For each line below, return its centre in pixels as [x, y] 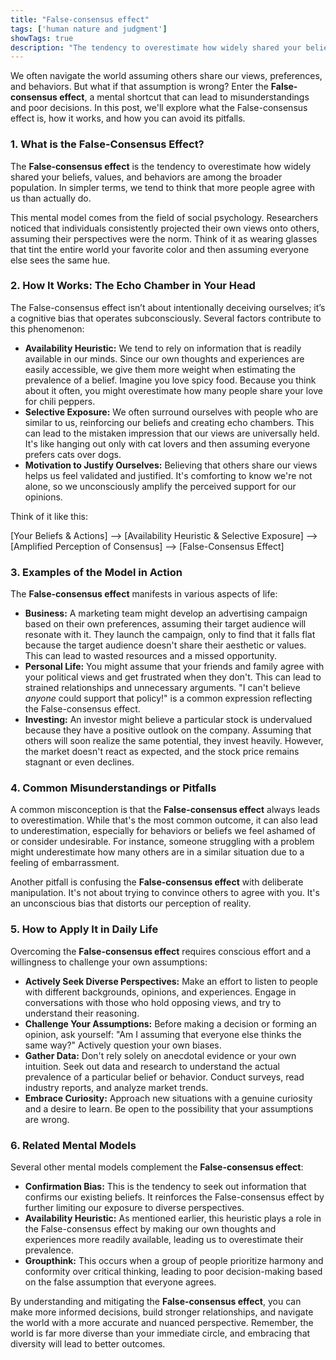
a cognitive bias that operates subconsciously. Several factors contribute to [166, 318]
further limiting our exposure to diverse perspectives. [134, 1208]
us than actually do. [51, 198]
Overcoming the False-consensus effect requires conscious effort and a [161, 951]
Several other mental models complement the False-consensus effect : [157, 1167]
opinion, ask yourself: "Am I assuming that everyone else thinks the [163, 1034]
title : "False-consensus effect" [80, 19]
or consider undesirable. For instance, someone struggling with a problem [162, 842]
